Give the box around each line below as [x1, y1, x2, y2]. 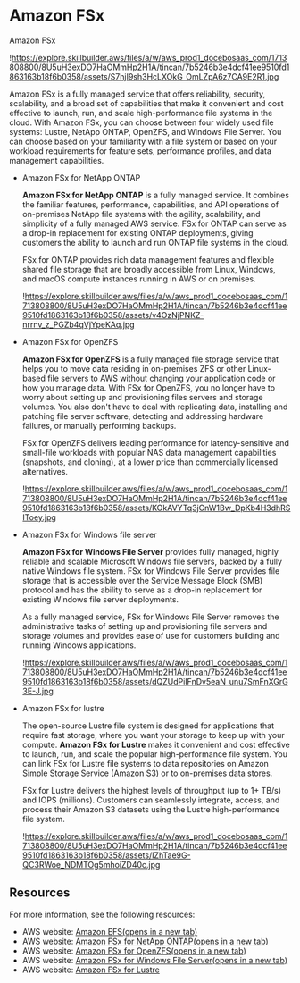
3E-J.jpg [21, 685, 54, 696]
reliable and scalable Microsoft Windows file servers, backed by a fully [21, 556, 283, 567]
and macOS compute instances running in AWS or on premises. [21, 273, 256, 284]
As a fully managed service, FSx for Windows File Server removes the [21, 611, 279, 622]
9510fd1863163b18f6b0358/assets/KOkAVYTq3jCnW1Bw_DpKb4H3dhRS [21, 502, 291, 513]
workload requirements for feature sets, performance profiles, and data [9, 145, 272, 156]
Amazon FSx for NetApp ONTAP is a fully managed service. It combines [21, 189, 290, 200]
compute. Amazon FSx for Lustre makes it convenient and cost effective [21, 739, 290, 750]
